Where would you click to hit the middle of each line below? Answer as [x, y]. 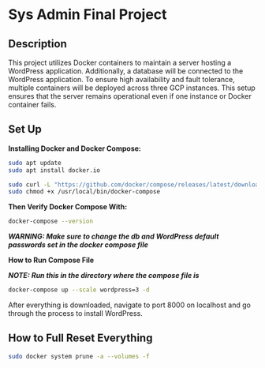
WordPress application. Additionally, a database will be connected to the [126, 71]
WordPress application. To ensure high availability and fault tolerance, [121, 79]
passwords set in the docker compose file [78, 245]
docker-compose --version [50, 222]
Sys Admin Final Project [88, 15]
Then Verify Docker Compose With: [68, 207]
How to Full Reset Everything [80, 338]
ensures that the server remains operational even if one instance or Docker [130, 96]
